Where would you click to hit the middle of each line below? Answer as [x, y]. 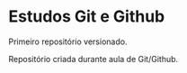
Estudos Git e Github [87, 17]
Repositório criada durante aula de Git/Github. [93, 59]
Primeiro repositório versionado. [68, 41]
